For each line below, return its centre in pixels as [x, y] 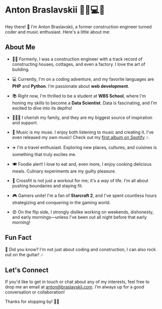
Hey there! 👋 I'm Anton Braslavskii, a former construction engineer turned [78, 27]
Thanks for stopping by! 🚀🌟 [32, 302]
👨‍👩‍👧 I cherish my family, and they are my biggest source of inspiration [82, 117]
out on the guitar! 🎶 [24, 254]
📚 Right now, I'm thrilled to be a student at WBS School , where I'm [79, 96]
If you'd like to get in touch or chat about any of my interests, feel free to [77, 282]
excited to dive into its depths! [42, 108]
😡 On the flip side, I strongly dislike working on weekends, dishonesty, [83, 212]
